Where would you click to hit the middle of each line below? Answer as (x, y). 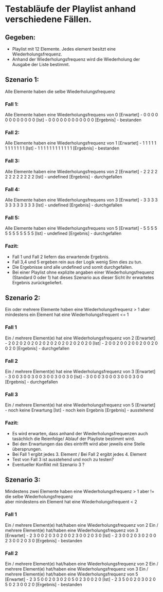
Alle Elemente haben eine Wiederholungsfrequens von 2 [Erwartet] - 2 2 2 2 (81, 171)
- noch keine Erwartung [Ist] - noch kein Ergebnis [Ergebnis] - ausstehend (80, 410)
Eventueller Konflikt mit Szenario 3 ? (48, 464)
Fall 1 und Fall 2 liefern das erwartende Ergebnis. (61, 257)
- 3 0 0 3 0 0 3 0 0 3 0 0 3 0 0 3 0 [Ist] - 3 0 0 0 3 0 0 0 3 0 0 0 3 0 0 (74, 377)
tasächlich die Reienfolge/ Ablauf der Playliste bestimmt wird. (73, 439)
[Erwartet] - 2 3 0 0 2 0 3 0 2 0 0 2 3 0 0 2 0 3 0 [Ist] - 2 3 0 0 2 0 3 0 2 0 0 (81, 535)
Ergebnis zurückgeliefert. (37, 282)
